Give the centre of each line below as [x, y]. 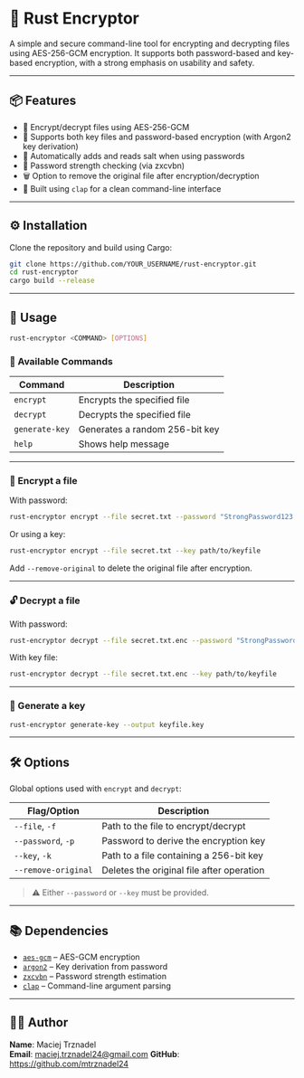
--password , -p [44, 841]
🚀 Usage [33, 317]
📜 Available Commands [61, 361]
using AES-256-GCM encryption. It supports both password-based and [142, 52]
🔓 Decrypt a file [45, 600]
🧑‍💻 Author [39, 1022]
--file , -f [35, 827]
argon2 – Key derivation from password [95, 967]
